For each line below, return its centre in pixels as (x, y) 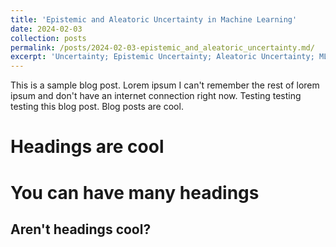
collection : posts (48, 38)
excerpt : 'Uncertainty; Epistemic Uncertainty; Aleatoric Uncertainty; (162, 57)
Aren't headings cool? (81, 229)
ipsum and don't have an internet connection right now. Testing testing (156, 96)
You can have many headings (135, 192)
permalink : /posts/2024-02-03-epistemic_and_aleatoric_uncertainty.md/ (162, 47)
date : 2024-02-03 (46, 29)
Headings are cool (87, 147)
